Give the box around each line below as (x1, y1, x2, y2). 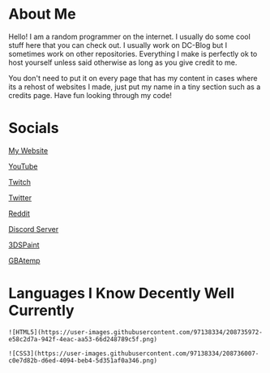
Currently (8, 302, 75, 320)
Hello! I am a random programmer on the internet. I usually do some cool (8, 32, 251, 41)
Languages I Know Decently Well (8, 285, 235, 302)
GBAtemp (8, 255, 41, 265)
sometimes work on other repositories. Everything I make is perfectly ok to (8, 49, 258, 58)
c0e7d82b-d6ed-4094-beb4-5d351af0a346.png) (8, 356, 158, 365)
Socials (8, 119, 59, 138)
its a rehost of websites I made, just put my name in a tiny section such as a (8, 82, 261, 92)
